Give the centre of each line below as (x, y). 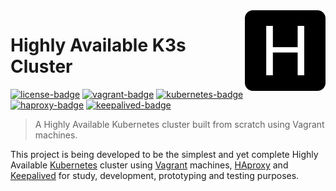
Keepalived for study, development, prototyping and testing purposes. (155, 175)
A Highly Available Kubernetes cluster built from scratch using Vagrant (179, 124)
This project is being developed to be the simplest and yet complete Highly (164, 154)
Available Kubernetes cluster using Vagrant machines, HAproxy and (149, 165)
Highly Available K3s (98, 45)
